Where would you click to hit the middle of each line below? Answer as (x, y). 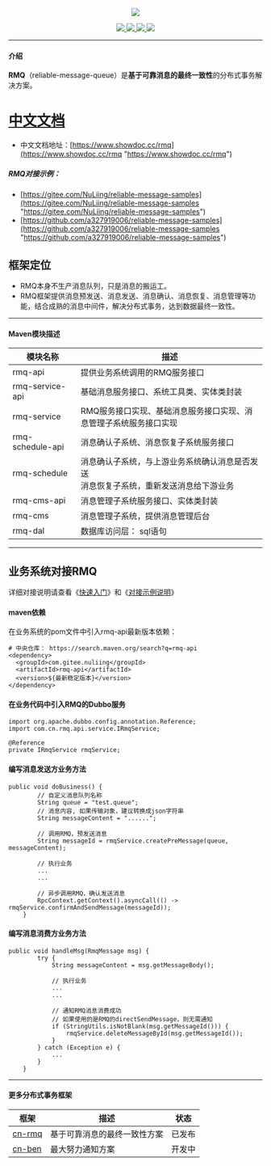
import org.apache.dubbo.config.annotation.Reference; (102, 722)
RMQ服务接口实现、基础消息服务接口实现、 (163, 411)
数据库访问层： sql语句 (123, 531)
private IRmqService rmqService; (65, 750)
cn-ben (27, 1148)
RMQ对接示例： (35, 173)
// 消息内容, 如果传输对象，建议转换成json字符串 (110, 811)
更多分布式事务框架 (40, 1095)
